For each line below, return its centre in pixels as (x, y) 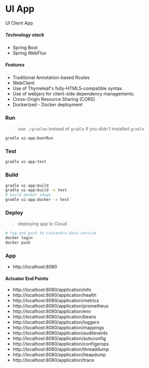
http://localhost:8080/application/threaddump (61, 349)
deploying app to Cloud (42, 224)
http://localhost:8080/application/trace (53, 360)
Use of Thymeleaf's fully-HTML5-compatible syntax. (68, 88)
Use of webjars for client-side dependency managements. (73, 94)
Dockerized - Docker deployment (48, 104)
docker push (18, 243)
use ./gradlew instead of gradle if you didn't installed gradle (81, 129)
